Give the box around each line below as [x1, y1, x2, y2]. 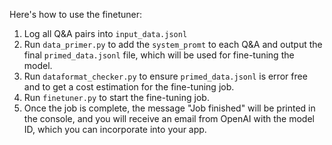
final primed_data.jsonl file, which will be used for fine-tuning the [23, 49, 295, 61]
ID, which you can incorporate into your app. [23, 124, 207, 135]
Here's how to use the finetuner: [9, 9, 143, 20]
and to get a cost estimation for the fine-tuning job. [23, 81, 235, 93]
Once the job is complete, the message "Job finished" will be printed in [23, 102, 316, 114]
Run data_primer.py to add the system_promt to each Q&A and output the [23, 39, 323, 50]
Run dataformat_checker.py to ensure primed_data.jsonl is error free [23, 70, 308, 82]
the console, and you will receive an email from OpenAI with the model [23, 113, 315, 124]
